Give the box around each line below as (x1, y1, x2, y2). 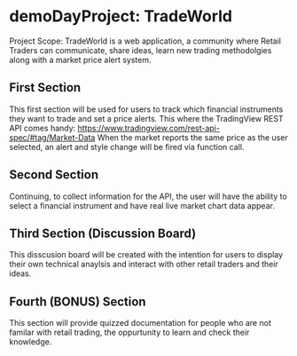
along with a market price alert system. (9, 54, 152, 65)
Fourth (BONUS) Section (9, 294, 146, 309)
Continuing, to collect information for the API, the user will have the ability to (9, 191, 288, 202)
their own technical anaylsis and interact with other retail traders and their (9, 259, 279, 270)
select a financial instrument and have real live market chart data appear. (9, 200, 275, 210)
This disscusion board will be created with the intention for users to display (9, 249, 284, 260)
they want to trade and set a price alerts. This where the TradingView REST (9, 113, 284, 123)
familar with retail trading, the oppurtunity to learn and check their (9, 327, 250, 338)
